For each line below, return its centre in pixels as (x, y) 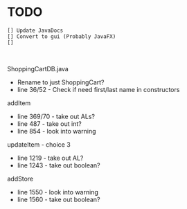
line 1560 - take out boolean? (59, 199)
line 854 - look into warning (56, 131)
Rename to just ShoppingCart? (61, 82)
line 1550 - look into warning (57, 192)
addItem (19, 103)
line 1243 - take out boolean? (59, 165)
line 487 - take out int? (49, 124)
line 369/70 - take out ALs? (56, 116)
